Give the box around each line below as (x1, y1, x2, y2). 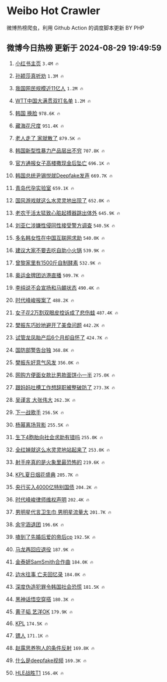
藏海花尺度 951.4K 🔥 (15, 122, 64, 129)
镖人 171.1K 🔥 (15, 632, 49, 639)
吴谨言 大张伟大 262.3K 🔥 (15, 396, 76, 403)
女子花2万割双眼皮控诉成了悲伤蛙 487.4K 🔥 (15, 309, 119, 316)
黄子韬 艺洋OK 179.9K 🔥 (15, 608, 73, 615)
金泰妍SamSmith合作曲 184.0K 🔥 (15, 558, 94, 565)
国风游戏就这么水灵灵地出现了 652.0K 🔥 (15, 196, 110, 203)
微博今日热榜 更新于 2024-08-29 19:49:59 (6, 43, 162, 53)
